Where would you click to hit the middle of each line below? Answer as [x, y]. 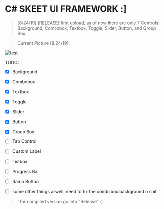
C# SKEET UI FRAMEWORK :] [66, 9]
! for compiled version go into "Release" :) [60, 201]
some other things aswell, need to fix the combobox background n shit [84, 191]
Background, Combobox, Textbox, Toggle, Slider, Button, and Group [86, 28]
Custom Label [27, 151]
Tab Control [24, 141]
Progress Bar [26, 171]
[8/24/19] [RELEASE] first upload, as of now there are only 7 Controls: [88, 23]
